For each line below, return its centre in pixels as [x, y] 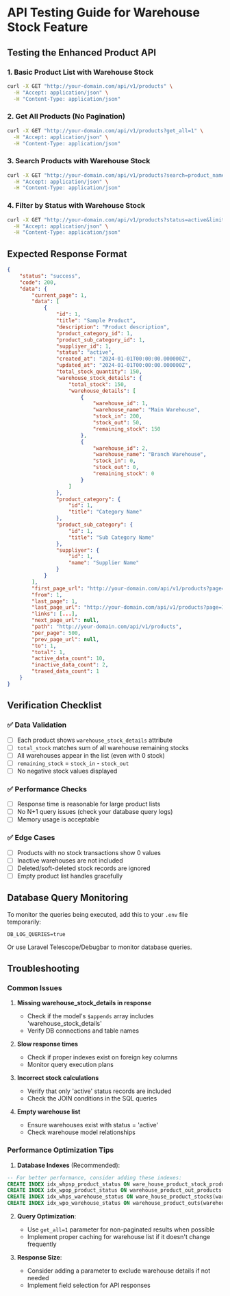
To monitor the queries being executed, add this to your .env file [98, 914]
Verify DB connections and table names [83, 1031]
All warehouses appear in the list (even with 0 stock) [91, 755]
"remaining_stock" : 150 [127, 429]
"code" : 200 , [38, 283]
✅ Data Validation [37, 725]
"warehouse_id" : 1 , [120, 404]
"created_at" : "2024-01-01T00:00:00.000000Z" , [124, 359]
